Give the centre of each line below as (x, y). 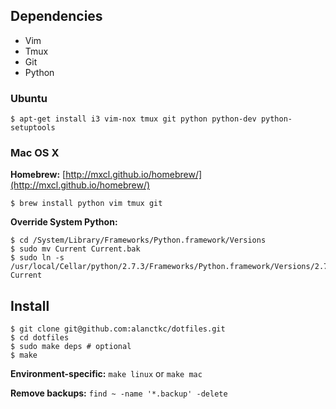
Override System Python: (64, 222)
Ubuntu (29, 98)
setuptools (33, 128)
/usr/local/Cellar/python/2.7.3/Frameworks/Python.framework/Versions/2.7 (169, 267)
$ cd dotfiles (40, 338)
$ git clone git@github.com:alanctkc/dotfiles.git (118, 329)
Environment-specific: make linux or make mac (106, 374)
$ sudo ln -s (37, 258)
